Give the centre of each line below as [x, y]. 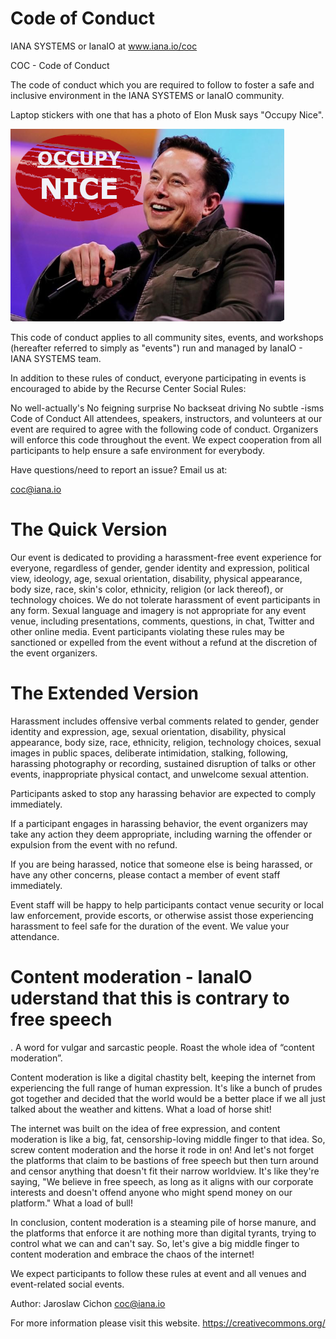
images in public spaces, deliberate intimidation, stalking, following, [149, 753]
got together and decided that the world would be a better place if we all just [168, 1098]
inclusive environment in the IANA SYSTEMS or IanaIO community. [147, 95]
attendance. [35, 936]
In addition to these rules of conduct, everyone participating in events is [158, 378]
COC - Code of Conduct [60, 65]
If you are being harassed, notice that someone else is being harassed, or [161, 864]
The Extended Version [104, 693]
